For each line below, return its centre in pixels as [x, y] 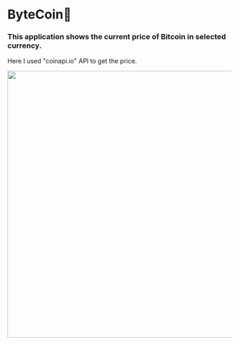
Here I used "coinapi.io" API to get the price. [72, 61]
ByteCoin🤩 [39, 15]
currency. [25, 46]
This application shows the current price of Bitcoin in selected [117, 37]
